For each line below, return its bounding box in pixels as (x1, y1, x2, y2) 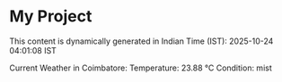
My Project (9, 6, 93, 27)
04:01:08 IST (9, 45, 57, 55)
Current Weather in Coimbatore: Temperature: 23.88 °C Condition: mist (9, 62, 272, 73)
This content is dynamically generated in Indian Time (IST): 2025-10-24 (9, 36, 274, 46)
